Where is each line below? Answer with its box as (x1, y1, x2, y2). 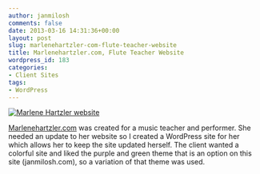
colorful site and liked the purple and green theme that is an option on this (8, 148, 252, 158)
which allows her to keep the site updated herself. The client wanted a (8, 140, 239, 150)
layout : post (8, 34, 52, 42)
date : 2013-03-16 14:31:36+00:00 (8, 26, 120, 34)
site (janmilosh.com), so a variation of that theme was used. (8, 157, 206, 167)
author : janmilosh (8, 11, 70, 20)
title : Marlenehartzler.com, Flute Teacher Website (8, 49, 184, 57)
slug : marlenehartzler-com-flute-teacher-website (8, 42, 178, 49)
